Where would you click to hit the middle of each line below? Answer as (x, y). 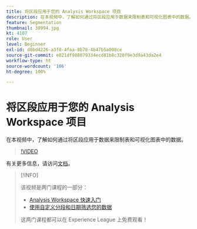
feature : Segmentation (34, 22)
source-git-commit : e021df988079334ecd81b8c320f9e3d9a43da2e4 (84, 55)
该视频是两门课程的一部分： (54, 187)
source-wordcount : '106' (36, 66)
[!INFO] (29, 175)
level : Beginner (26, 45)
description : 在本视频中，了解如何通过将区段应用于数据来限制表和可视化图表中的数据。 (100, 17)
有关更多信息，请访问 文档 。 (40, 164)
